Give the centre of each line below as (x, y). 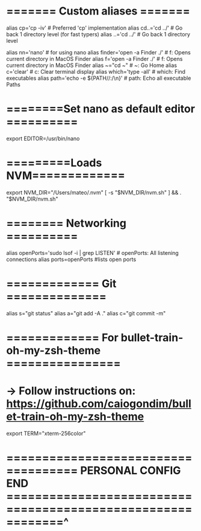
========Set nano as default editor (101, 109)
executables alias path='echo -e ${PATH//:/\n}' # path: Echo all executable (99, 78)
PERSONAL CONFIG (131, 471)
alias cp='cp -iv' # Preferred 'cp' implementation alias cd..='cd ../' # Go (94, 28)
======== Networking (66, 223)
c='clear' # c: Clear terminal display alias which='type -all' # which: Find (96, 71)
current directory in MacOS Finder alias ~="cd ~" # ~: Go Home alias (92, 65)
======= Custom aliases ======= (98, 11)
